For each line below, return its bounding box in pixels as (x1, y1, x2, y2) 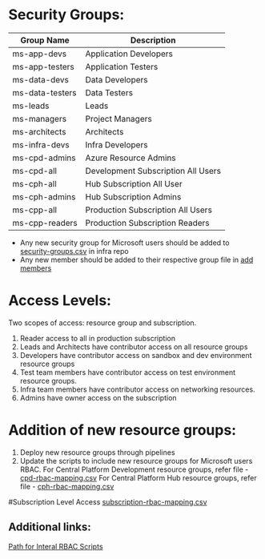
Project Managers (85, 113, 152, 124)
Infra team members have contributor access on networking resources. (19, 384, 255, 394)
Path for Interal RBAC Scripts (8, 541, 103, 551)
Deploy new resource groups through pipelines (19, 447, 175, 457)
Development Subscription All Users (85, 165, 222, 176)
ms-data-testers (12, 86, 78, 98)
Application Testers (85, 61, 159, 72)
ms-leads (12, 100, 50, 111)
